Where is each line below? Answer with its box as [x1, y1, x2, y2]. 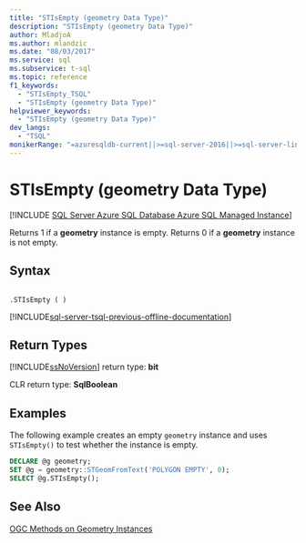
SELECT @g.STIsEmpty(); [9, 474, 100, 483]
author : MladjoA [9, 30, 71, 39]
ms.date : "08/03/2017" [9, 47, 96, 56]
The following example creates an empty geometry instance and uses [9, 429, 268, 441]
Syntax [9, 263, 51, 278]
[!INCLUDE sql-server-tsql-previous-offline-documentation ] [9, 311, 232, 322]
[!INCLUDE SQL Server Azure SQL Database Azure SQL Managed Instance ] [9, 209, 293, 220]
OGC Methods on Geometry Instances [9, 523, 153, 534]
